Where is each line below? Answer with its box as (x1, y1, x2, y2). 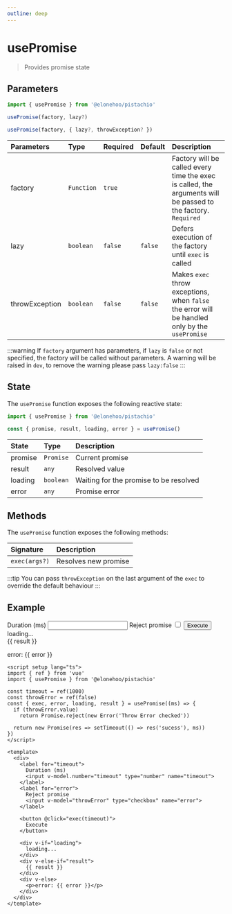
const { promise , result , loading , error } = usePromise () (7, 425, 181, 432)
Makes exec (171, 270, 210, 279)
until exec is (171, 250, 209, 259)
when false (171, 296, 210, 305)
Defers (171, 224, 194, 233)
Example (7, 601, 46, 613)
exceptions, (171, 287, 210, 297)
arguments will (171, 188, 220, 197)
